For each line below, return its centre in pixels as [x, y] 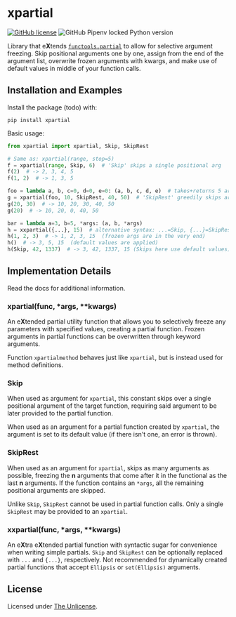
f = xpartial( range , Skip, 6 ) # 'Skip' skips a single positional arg [114, 165]
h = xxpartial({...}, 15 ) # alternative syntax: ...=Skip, [97, 230]
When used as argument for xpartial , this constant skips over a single [109, 399]
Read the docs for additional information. [66, 288]
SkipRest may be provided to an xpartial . [68, 511]
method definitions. [35, 365]
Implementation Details [59, 271]
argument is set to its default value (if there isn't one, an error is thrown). [112, 434]
